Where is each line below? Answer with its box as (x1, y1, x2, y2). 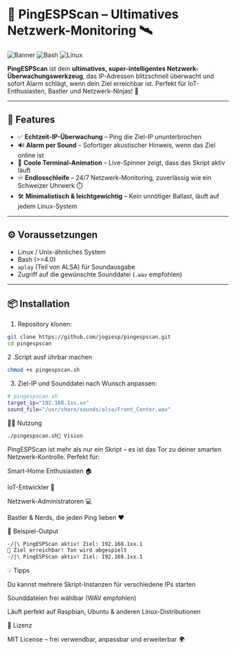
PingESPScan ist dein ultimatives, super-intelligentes (7, 64, 166, 72)
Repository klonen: (17, 320, 72, 329)
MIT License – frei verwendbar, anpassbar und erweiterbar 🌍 (7, 635, 185, 644)
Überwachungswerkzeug (7, 72, 84, 80)
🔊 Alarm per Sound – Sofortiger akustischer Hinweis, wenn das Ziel (17, 141, 216, 149)
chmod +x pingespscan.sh (7, 367, 80, 374)
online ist (17, 151, 44, 159)
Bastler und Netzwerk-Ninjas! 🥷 (48, 87, 139, 95)
